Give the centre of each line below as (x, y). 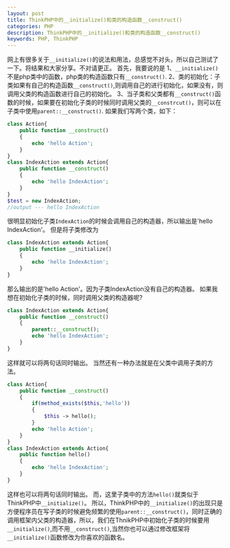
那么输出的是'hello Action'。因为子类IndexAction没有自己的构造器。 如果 (110, 289)
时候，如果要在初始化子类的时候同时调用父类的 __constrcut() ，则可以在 (120, 102)
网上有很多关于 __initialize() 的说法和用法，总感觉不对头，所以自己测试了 (113, 60)
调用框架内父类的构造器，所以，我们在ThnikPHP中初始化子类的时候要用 (108, 520)
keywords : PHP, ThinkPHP (43, 39)
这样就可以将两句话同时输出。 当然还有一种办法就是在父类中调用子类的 (107, 362)
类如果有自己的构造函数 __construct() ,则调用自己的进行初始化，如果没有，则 (115, 85)
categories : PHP (30, 26)
